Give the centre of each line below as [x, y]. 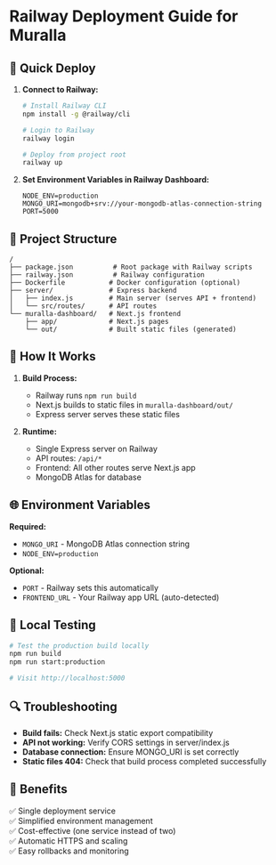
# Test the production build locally [79, 646]
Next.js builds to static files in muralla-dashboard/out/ [134, 404]
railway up [42, 163]
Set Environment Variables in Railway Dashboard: [115, 180]
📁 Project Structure [63, 239]
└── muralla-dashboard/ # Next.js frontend [95, 314]
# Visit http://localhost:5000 [67, 678]
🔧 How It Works [53, 356]
